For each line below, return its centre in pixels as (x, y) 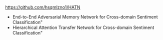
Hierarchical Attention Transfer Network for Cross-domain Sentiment (83, 27)
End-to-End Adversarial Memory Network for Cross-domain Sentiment (85, 17)
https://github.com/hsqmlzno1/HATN (43, 7)
